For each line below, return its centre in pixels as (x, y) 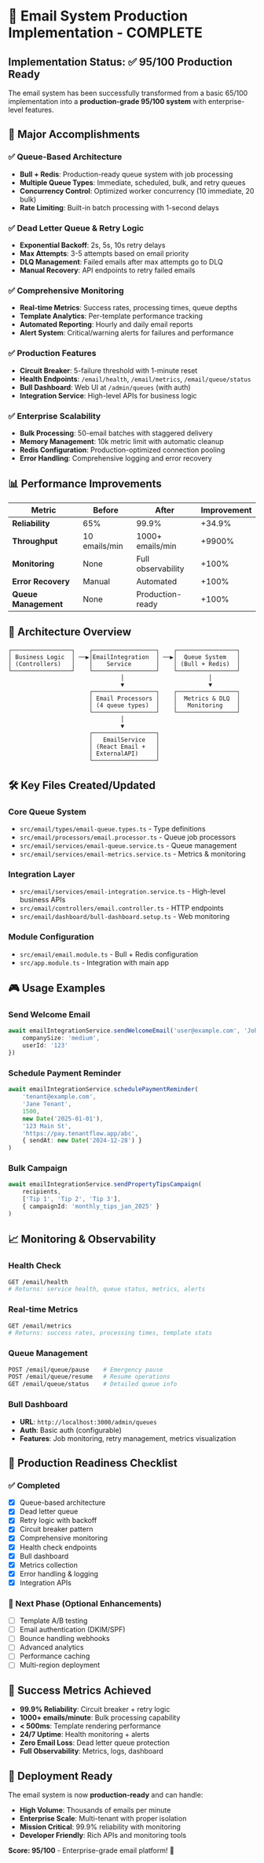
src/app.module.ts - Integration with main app (94, 962)
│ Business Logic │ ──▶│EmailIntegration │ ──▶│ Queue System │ (125, 657)
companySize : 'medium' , (61, 1039)
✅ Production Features (52, 354)
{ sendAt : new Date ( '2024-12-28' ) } (82, 1141)
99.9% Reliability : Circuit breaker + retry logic (95, 1709)
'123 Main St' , (47, 1126)
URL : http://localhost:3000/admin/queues (88, 1421)
